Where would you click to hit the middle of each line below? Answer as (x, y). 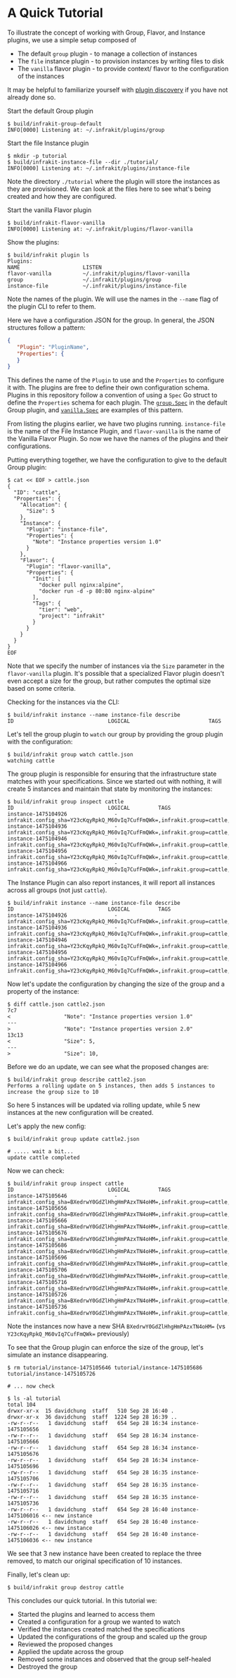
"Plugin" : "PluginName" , (53, 347)
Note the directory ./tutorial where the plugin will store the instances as (114, 181)
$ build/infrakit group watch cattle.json (70, 755)
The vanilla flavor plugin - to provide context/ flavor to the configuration (123, 68)
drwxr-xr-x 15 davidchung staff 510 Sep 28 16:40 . (91, 1411)
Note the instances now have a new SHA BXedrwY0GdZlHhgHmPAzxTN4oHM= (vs (117, 1326)
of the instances (41, 76)
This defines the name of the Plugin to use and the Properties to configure (116, 380)
